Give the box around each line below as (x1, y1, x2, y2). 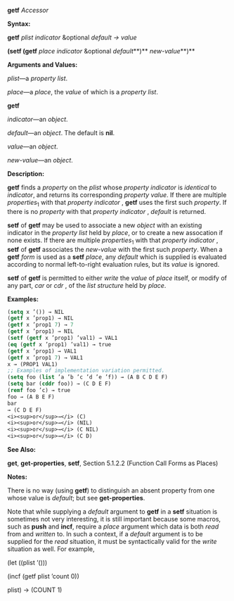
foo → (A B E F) (7, 393, 55, 400)
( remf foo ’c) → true (7, 387, 71, 394)
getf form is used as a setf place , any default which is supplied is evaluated (7, 253, 227, 261)
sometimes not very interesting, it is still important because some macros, (7, 515, 221, 524)
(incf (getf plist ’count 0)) (7, 572, 79, 581)
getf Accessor (7, 6, 49, 14)
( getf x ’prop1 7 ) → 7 (7, 322, 74, 329)
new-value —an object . (7, 156, 74, 164)
